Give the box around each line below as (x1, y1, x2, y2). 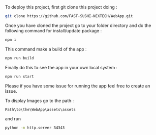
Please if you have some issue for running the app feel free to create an (5, 83, 151, 89)
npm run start (5, 74, 34, 79)
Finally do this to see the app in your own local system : (5, 64, 118, 70)
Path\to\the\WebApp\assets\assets (5, 107, 76, 112)
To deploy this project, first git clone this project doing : (5, 4, 117, 10)
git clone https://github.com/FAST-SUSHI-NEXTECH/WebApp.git (5, 14, 133, 19)
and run (5, 116, 21, 122)
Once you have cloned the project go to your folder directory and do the (5, 22, 152, 28)
